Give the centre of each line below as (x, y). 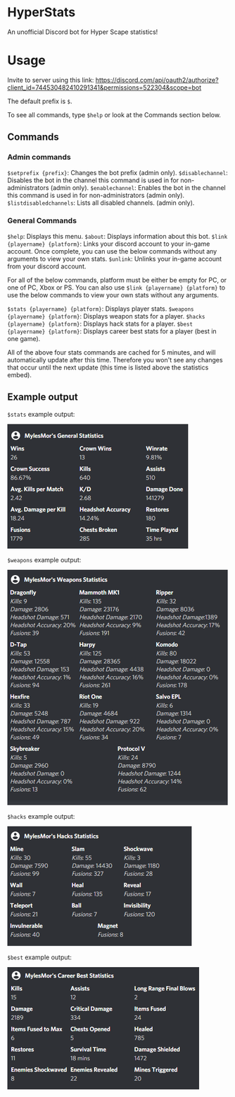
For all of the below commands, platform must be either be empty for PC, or (117, 280)
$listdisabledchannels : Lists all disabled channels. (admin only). (101, 203)
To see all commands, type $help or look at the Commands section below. (114, 114)
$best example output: (40, 957)
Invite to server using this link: (51, 80)
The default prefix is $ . (40, 101)
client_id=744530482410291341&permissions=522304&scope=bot (104, 87)
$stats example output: (41, 414)
